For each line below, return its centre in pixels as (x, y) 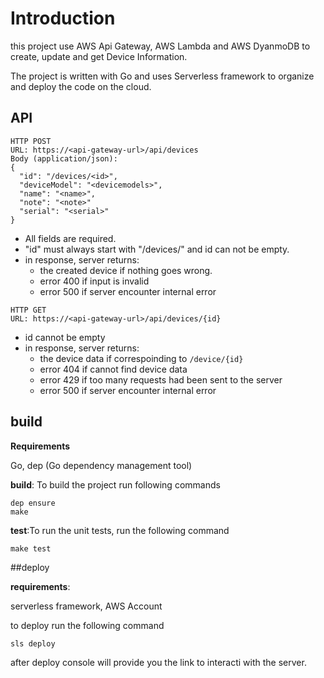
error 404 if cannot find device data (113, 369)
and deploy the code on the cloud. (81, 86)
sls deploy (33, 643)
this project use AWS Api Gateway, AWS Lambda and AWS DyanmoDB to (160, 46)
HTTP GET (28, 310)
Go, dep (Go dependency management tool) (101, 465)
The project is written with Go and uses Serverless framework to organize (162, 76)
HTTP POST (31, 141)
